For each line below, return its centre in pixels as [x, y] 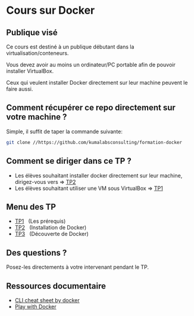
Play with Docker [35, 306]
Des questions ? [37, 252]
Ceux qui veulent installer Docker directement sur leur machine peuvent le [97, 82]
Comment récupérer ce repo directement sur [91, 108]
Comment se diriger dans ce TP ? [69, 161]
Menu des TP [31, 207]
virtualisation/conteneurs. [37, 53]
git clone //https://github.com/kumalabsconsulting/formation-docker [94, 142]
